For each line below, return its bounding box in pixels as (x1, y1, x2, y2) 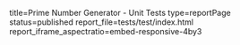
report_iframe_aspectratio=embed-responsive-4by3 (9, 26, 202, 36)
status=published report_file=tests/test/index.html (9, 17, 194, 27)
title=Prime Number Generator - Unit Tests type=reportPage (9, 8, 231, 18)
